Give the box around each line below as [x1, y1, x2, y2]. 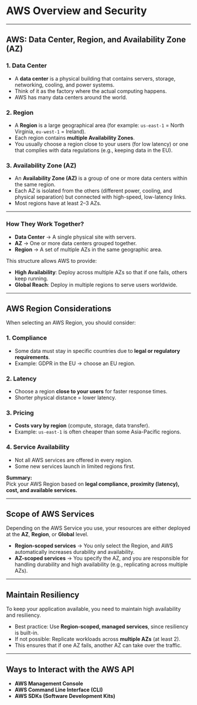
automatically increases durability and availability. [14, 549, 135, 556]
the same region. [14, 181, 56, 188]
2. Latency [6, 375, 37, 383]
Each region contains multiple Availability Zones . [14, 134, 135, 141]
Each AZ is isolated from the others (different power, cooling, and [14, 187, 172, 195]
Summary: [6, 474, 32, 481]
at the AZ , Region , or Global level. [6, 531, 89, 538]
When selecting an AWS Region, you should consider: [6, 319, 136, 326]
